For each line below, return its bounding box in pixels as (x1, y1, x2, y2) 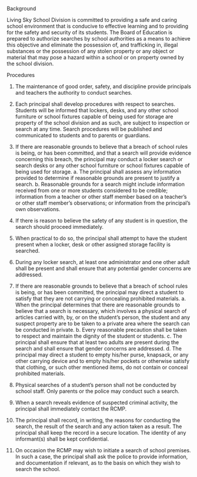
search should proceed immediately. (15, 224, 103, 230)
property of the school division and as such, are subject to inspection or (15, 119, 190, 126)
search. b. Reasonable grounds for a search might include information (15, 181, 185, 188)
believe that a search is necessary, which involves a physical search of (15, 308, 187, 314)
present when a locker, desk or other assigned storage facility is (15, 241, 171, 248)
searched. (15, 247, 40, 254)
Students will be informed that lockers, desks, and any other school (15, 107, 179, 114)
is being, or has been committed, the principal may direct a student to (15, 289, 184, 296)
